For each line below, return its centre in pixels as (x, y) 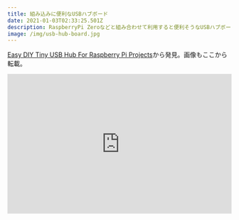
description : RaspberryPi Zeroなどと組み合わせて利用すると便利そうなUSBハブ (114, 27)
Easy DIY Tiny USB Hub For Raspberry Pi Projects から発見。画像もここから (117, 55)
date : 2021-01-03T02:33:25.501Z (55, 21)
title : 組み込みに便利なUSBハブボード (58, 14)
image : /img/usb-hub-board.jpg (54, 34)
